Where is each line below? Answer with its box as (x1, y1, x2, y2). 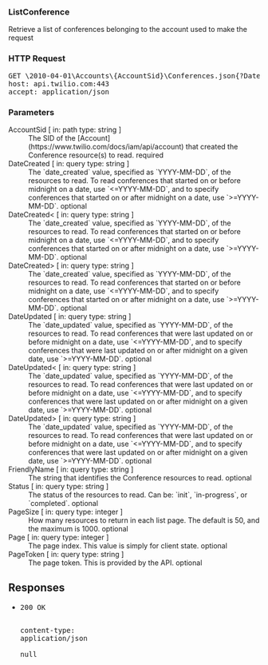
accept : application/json (8, 87, 110, 96)
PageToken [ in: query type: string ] (8, 549, 124, 559)
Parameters (8, 106, 54, 117)
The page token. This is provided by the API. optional (28, 558, 203, 567)
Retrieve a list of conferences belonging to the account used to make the (8, 25, 247, 34)
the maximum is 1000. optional (28, 524, 129, 533)
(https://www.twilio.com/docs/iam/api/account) (28, 141, 184, 151)
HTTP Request (8, 53, 66, 64)
